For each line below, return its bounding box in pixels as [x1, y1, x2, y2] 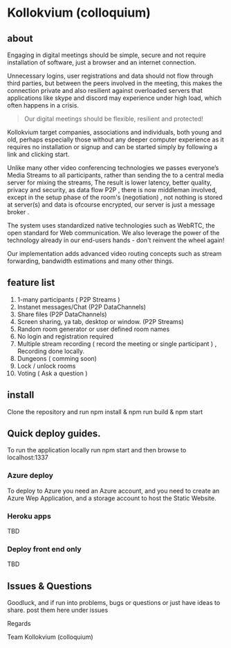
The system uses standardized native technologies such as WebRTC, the [7, 221, 216, 230]
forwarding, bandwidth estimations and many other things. [7, 257, 174, 265]
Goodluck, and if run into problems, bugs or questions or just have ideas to [7, 599, 221, 607]
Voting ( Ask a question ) [17, 369, 88, 377]
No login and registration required [17, 332, 114, 341]
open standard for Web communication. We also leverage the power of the [7, 229, 220, 237]
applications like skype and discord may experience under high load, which [7, 94, 222, 102]
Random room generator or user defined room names [17, 325, 170, 333]
